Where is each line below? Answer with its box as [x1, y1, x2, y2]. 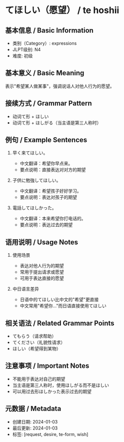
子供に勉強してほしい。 [12, 177, 61, 183]
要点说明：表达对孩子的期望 [19, 194, 77, 200]
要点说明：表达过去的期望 [19, 222, 73, 228]
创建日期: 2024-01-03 [12, 418, 58, 424]
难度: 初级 [12, 53, 33, 59]
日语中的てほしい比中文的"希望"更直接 [19, 296, 99, 303]
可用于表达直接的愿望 [19, 275, 64, 281]
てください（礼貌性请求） [12, 339, 65, 345]
